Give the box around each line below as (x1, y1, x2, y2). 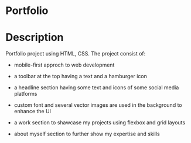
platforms (13, 90, 37, 97)
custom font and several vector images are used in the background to (13, 102, 182, 109)
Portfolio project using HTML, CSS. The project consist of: (5, 50, 146, 57)
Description (5, 31, 64, 44)
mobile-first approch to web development (13, 61, 115, 68)
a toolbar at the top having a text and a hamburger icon (13, 73, 147, 80)
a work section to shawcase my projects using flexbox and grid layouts (13, 119, 186, 126)
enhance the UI (13, 108, 51, 115)
